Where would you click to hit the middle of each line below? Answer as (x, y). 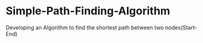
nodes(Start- (181, 27)
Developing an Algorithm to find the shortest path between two (85, 27)
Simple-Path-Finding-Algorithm (88, 11)
